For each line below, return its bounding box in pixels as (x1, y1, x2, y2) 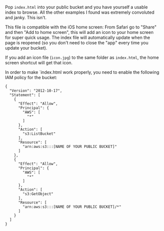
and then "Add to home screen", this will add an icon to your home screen (5, 29, 154, 35)
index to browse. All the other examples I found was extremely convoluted (5, 9, 155, 15)
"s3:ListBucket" (23, 131, 56, 136)
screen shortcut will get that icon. (5, 60, 72, 65)
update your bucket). (5, 45, 47, 51)
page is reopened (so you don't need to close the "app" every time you (5, 40, 148, 46)
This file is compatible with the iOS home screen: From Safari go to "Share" (5, 24, 157, 30)
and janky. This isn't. (5, 15, 47, 20)
